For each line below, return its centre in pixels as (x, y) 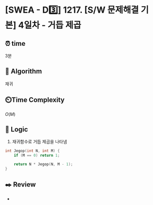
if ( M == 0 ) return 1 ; (37, 156)
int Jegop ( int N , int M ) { (32, 151)
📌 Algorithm (24, 71)
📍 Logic (17, 130)
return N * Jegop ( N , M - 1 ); (43, 164)
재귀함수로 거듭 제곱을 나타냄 (39, 142)
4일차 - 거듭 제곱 (49, 25)
